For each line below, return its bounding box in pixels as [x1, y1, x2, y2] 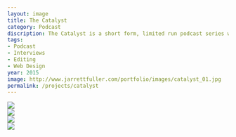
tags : [7, 37, 23, 44]
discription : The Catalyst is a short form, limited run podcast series [7, 30, 225, 37]
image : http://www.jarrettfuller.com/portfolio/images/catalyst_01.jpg [7, 75, 221, 83]
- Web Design [7, 63, 46, 70]
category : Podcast [7, 23, 61, 30]
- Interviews [7, 50, 46, 57]
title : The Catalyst [7, 17, 68, 24]
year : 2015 [7, 69, 39, 76]
